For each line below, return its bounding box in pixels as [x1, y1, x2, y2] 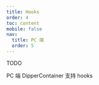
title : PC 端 [12, 37, 44, 43]
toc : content [6, 20, 40, 26]
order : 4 [6, 15, 29, 21]
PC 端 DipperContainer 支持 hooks [6, 72, 93, 79]
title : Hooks [6, 8, 40, 15]
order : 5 [12, 43, 34, 49]
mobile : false [6, 25, 43, 32]
